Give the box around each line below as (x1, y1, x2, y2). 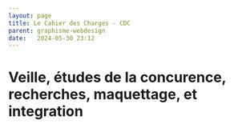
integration (8, 102, 84, 121)
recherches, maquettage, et (8, 86, 198, 104)
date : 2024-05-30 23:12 (8, 34, 95, 42)
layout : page (8, 11, 52, 20)
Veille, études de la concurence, (8, 69, 227, 86)
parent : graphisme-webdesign (8, 26, 106, 34)
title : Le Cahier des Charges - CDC (8, 19, 131, 27)
